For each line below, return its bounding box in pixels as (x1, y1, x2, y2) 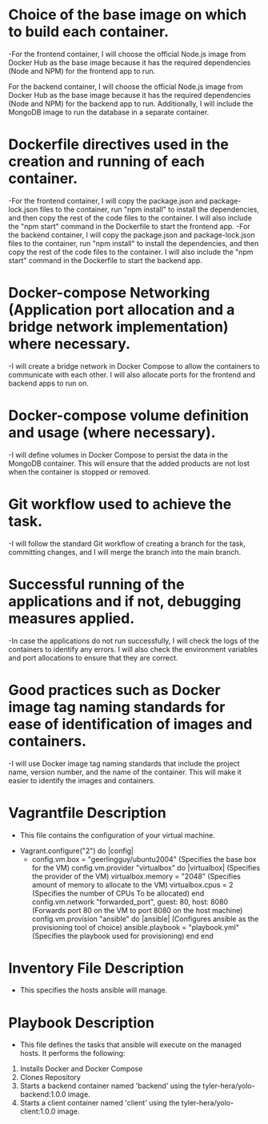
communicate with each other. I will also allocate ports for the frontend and (8, 370, 256, 379)
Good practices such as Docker (8, 681, 222, 699)
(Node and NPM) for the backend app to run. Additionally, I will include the (8, 99, 254, 108)
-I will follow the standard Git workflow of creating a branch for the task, (8, 539, 246, 548)
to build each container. (8, 22, 170, 41)
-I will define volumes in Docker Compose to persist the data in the (8, 450, 228, 459)
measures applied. (8, 609, 134, 627)
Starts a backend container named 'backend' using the (19, 1081, 202, 1091)
